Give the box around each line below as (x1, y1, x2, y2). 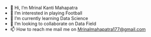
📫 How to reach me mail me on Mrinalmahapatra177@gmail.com (10, 26, 146, 32)
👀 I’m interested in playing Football (10, 10, 82, 16)
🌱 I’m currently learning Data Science (10, 15, 88, 21)
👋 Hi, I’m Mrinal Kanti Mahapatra (10, 5, 78, 10)
